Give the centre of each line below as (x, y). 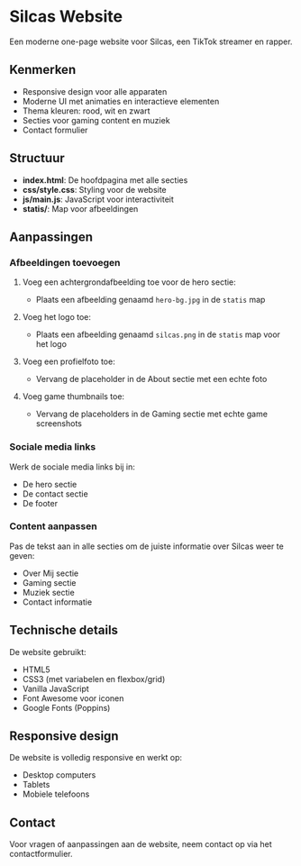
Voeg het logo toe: (57, 317)
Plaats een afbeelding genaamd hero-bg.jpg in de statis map (150, 300)
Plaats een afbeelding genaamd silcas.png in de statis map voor (158, 334)
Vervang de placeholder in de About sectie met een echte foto (151, 379)
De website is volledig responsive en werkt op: (96, 758)
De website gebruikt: (48, 652)
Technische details (64, 630)
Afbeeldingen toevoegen (65, 262)
